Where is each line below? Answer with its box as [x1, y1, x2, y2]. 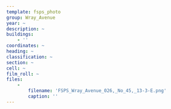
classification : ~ [6, 54, 53, 60]
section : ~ [6, 59, 34, 65]
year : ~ [6, 20, 26, 26]
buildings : [6, 31, 34, 38]
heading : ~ [6, 48, 34, 54]
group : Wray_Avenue [6, 15, 56, 21]
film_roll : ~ [6, 71, 39, 77]
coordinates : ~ [6, 43, 45, 49]
